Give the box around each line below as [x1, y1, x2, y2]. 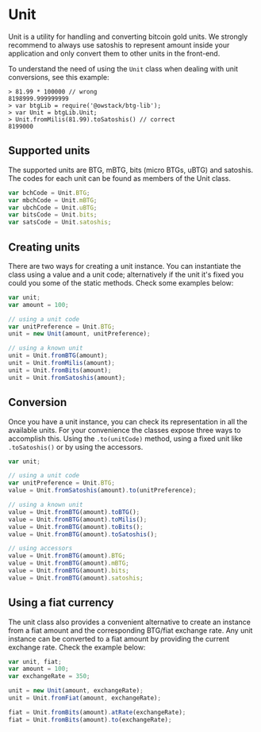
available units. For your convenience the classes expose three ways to [8, 425, 241, 435]
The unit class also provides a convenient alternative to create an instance [8, 617, 251, 627]
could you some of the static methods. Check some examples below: [8, 278, 234, 287]
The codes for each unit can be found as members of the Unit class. [8, 173, 232, 183]
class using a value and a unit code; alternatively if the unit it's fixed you [8, 270, 244, 279]
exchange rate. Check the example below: [8, 642, 146, 652]
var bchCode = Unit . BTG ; [8, 189, 90, 197]
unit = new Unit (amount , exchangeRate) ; [8, 687, 144, 695]
